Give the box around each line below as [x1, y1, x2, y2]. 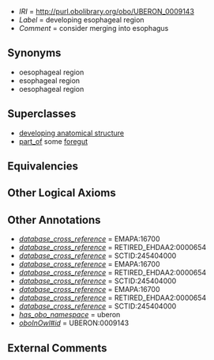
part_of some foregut [18, 136, 88, 146]
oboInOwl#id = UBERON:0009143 [18, 318, 130, 328]
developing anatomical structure [18, 128, 124, 138]
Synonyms [7, 47, 62, 60]
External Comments [7, 341, 107, 354]
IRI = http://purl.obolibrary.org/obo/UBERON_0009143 [18, 7, 195, 16]
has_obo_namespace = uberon [18, 310, 121, 320]
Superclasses [7, 107, 77, 121]
